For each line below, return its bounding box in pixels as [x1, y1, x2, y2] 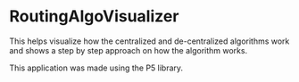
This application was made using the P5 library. [9, 62, 184, 73]
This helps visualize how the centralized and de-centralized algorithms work [9, 36, 290, 46]
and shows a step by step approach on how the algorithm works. [9, 45, 248, 55]
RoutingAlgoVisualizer [9, 6, 179, 27]
